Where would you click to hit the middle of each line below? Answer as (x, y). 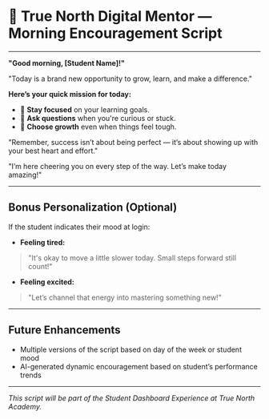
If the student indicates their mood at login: (79, 227)
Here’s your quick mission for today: (70, 94)
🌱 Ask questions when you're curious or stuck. (98, 118)
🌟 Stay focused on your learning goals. (85, 109)
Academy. (25, 406)
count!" (40, 266)
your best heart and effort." (53, 151)
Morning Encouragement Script (115, 33)
